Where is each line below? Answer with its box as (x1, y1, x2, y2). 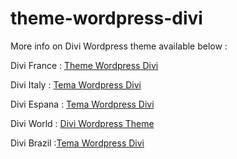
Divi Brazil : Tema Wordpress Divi (10, 137, 145, 149)
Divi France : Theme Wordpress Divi (10, 59, 159, 71)
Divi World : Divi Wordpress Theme (10, 117, 155, 129)
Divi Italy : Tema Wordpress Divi (10, 78, 142, 91)
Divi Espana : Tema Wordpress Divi (10, 98, 155, 110)
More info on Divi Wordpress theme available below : (10, 40, 228, 52)
